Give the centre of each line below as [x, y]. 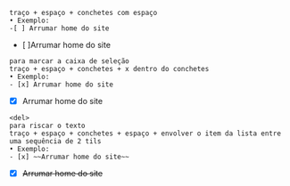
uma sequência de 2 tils [55, 142]
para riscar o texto [48, 126]
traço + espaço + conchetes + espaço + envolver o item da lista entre [145, 133]
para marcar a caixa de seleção [69, 61]
